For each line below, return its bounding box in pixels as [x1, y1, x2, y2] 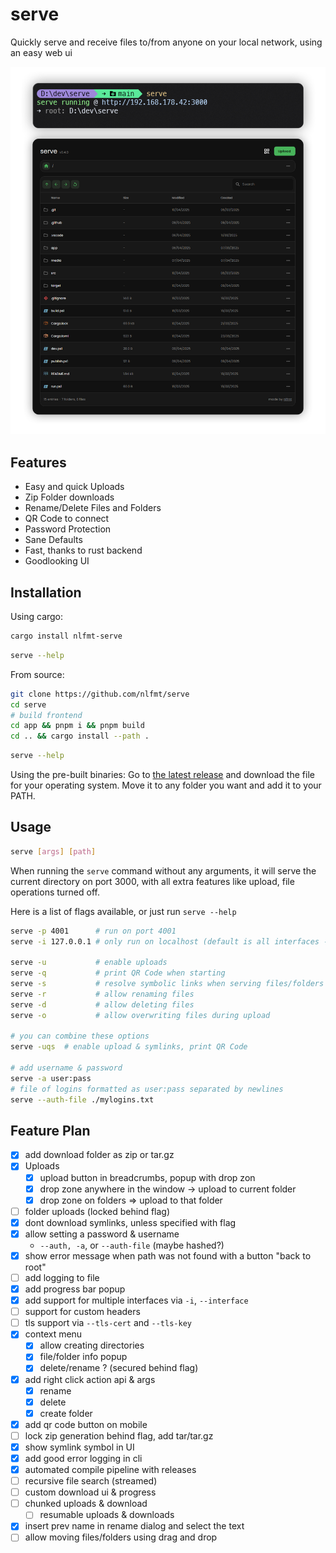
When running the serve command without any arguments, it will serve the [10, 864, 317, 877]
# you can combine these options [10, 1031, 150, 1042]
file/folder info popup [39, 1351, 128, 1363]
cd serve [10, 699, 47, 710]
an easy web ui [10, 46, 73, 58]
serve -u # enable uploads [10, 958, 168, 968]
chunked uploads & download [24, 1498, 148, 1510]
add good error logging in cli [24, 1452, 143, 1464]
